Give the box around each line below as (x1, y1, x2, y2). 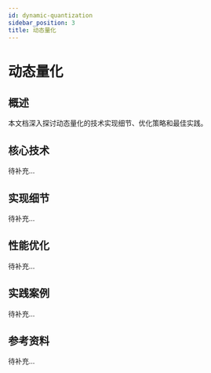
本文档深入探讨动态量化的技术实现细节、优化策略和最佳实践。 (8, 119, 208, 128)
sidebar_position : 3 (8, 19, 76, 27)
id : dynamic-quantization (8, 11, 93, 20)
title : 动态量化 (8, 26, 56, 34)
